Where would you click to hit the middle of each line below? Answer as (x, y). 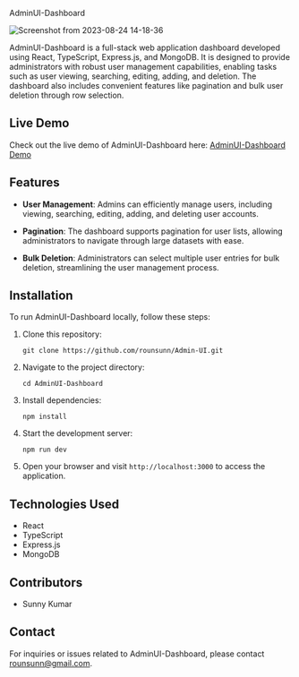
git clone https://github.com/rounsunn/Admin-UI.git (123, 351)
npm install (44, 417)
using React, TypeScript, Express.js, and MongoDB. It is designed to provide (150, 57)
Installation (41, 296)
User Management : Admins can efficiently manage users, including (147, 204)
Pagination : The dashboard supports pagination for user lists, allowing (153, 231)
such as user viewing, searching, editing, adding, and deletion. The (133, 76)
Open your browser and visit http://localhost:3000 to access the (144, 467)
